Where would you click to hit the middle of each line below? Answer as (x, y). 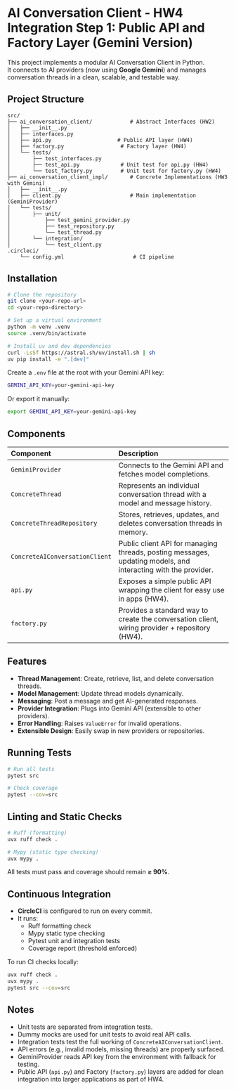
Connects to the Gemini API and (171, 465)
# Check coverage (33, 789)
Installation (32, 279)
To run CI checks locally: (43, 962)
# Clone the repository (42, 294)
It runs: (28, 919)
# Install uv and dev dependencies (59, 346)
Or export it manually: (39, 399)
